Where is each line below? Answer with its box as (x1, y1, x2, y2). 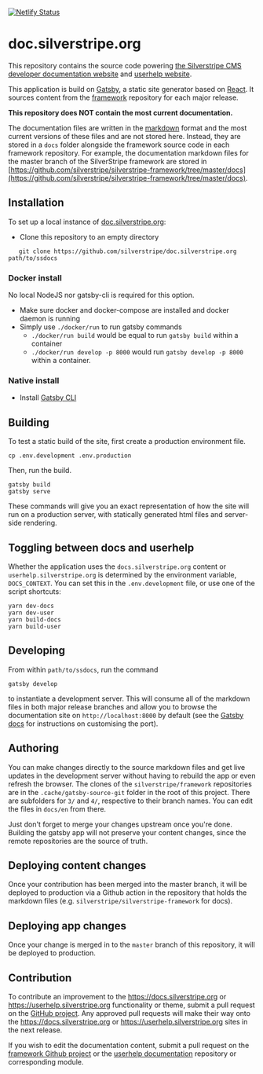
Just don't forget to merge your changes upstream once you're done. (8, 819, 233, 829)
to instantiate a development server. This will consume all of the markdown (8, 694, 250, 703)
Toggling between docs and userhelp (8, 541, 195, 554)
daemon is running (19, 314, 81, 324)
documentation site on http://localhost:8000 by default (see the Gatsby (8, 710, 244, 720)
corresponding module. (8, 1058, 84, 1067)
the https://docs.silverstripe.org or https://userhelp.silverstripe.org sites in (8, 1017, 248, 1027)
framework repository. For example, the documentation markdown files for (8, 148, 249, 157)
